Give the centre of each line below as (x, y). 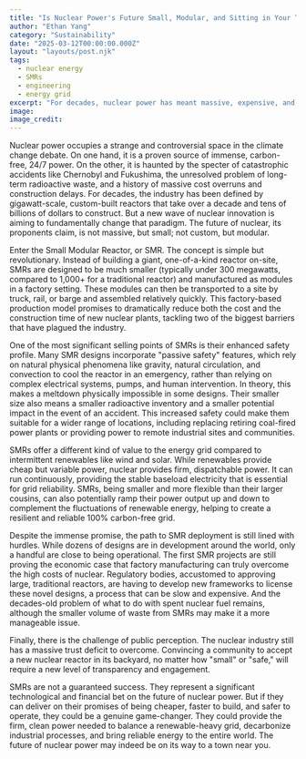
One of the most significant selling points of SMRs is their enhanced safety (149, 345)
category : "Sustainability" (63, 35)
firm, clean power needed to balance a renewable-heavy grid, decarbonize (150, 726)
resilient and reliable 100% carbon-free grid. (92, 518)
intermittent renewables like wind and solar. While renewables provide (141, 460)
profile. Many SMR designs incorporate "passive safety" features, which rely (153, 355)
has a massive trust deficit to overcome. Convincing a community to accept (151, 650)
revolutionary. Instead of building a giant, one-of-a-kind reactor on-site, (144, 260)
